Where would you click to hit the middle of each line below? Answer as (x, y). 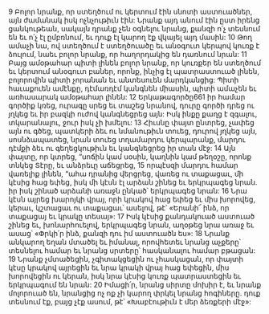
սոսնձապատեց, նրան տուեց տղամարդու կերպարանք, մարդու (127, 139)
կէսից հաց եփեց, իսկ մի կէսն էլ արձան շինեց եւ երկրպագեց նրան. (133, 182)
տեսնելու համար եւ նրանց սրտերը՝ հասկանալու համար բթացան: (132, 251)
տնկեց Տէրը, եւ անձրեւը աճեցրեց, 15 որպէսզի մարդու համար (123, 165)
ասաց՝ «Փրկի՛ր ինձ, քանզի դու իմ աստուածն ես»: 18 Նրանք (119, 233)
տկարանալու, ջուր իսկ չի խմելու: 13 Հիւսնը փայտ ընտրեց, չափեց (131, 122)
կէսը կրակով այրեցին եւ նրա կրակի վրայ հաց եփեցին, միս (119, 267)
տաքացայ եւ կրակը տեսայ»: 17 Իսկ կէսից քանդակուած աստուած (132, 216)
